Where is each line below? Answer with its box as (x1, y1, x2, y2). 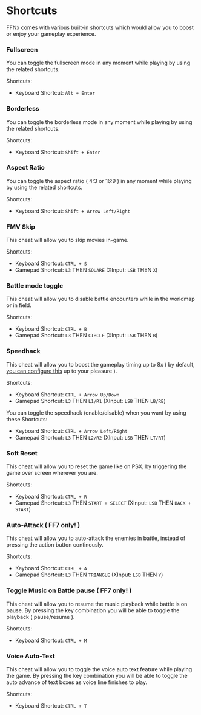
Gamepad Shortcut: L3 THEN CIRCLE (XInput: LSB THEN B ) (15, 332, 158, 339)
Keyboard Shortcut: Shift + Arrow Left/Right (15, 207, 131, 215)
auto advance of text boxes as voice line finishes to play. (6, 679, 148, 686)
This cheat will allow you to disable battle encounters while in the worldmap (6, 295, 195, 303)
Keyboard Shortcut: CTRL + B (15, 325, 87, 333)
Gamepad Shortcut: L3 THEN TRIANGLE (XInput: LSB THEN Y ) (15, 571, 163, 578)
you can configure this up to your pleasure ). (6, 367, 117, 375)
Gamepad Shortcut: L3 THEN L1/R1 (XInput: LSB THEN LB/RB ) (15, 397, 166, 404)
